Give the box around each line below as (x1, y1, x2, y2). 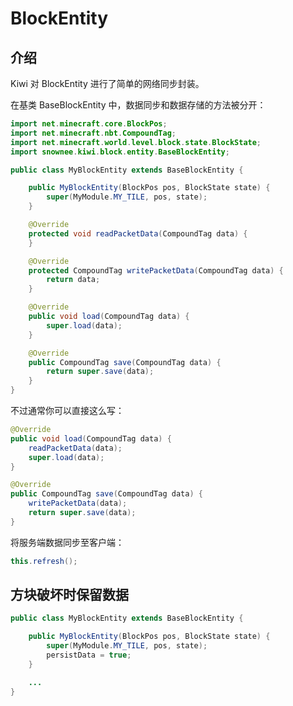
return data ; (46, 275, 101, 285)
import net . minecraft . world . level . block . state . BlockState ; (10, 137, 262, 147)
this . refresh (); (10, 556, 78, 566)
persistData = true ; (46, 650, 132, 661)
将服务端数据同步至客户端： (10, 536, 125, 548)
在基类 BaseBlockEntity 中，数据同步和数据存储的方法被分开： (10, 99, 267, 111)
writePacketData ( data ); (28, 498, 128, 509)
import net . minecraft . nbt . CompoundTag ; (10, 128, 177, 138)
